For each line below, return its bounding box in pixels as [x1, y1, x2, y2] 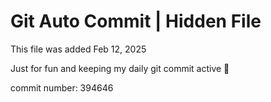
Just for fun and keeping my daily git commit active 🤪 [10, 62, 230, 74]
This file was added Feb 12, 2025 [10, 43, 147, 55]
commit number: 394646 [10, 81, 114, 94]
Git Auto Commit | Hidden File [10, 10, 262, 33]
